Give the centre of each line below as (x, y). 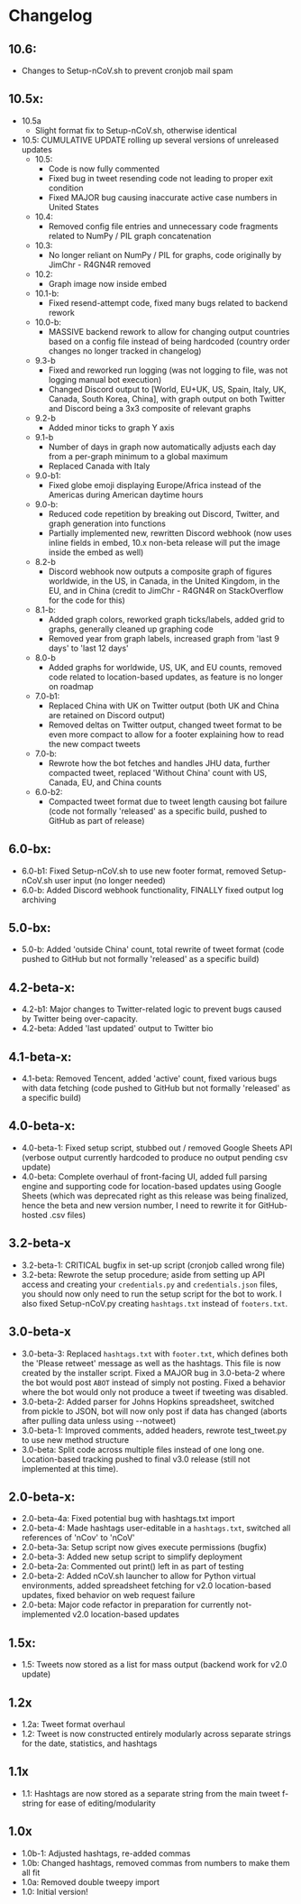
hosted (35, 1215)
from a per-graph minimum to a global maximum (138, 456)
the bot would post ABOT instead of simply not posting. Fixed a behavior (153, 1382)
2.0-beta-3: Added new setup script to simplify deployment (132, 1557)
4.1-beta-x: (40, 1057)
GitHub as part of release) (96, 820)
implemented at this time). (70, 1468)
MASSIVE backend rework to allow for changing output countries (169, 331)
